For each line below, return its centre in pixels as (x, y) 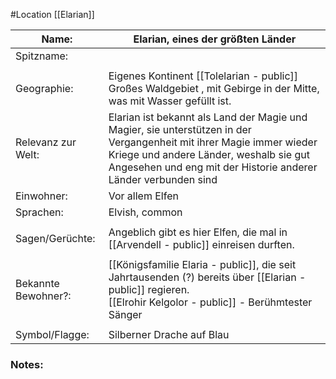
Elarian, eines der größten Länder (215, 39)
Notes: (27, 364)
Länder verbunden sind (163, 179)
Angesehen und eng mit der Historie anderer (213, 167)
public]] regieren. (149, 289)
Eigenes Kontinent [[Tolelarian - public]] (203, 76)
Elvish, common (145, 212)
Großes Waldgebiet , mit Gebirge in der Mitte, (214, 88)
